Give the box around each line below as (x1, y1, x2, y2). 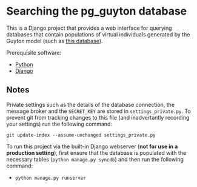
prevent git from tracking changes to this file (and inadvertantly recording (6, 114, 190, 121)
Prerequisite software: (6, 49, 62, 56)
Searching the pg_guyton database (6, 4, 187, 18)
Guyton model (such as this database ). (6, 37, 103, 44)
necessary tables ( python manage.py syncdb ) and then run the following (6, 155, 184, 163)
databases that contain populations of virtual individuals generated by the (6, 30, 190, 38)
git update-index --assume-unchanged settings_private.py (6, 132, 156, 138)
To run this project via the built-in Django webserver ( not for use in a (6, 143, 178, 150)
